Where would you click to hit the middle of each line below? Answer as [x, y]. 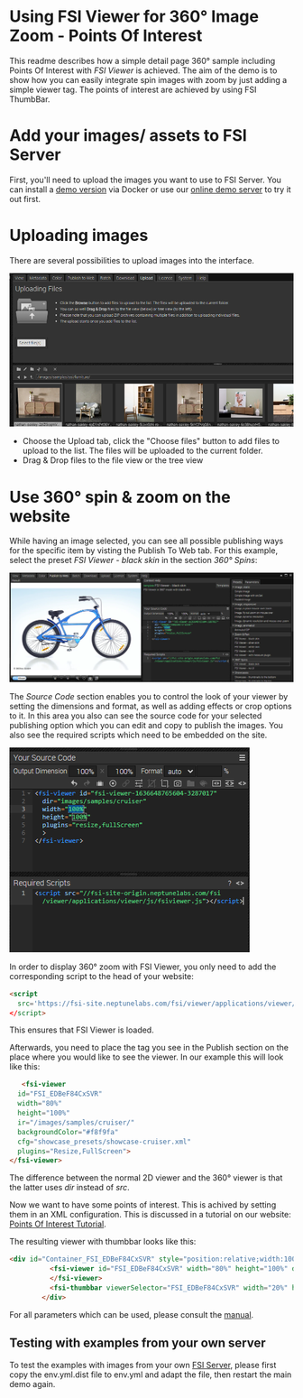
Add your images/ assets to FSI [129, 136]
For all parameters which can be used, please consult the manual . [132, 1314]
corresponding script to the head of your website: [101, 976]
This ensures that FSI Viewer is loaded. [82, 1030]
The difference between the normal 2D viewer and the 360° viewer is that [146, 1178]
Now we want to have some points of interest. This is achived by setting [143, 1205]
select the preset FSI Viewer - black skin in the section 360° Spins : [133, 560]
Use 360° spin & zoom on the [120, 497]
